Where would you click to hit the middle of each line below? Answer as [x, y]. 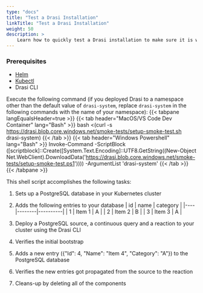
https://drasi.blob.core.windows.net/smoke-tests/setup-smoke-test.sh [94, 132]
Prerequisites [26, 61]
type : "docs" [23, 12]
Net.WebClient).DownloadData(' [46, 157]
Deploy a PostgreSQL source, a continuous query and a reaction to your [105, 224]
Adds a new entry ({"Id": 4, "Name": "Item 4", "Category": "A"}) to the [101, 254]
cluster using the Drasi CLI [48, 230]
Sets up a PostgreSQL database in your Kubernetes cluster [88, 194]
